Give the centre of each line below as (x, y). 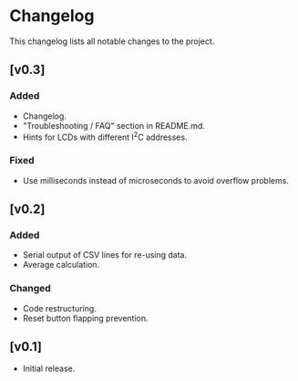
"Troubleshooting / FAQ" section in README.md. (113, 125)
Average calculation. (61, 265)
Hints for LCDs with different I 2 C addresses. (105, 136)
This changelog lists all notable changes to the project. (112, 41)
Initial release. (49, 369)
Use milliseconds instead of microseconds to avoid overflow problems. (156, 180)
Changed (31, 289)
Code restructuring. (60, 308)
